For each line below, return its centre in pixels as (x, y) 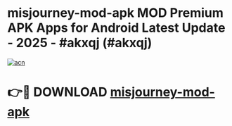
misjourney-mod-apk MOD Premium (115, 13)
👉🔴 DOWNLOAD (57, 92)
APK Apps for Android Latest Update (116, 28)
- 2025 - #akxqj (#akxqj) (80, 43)
